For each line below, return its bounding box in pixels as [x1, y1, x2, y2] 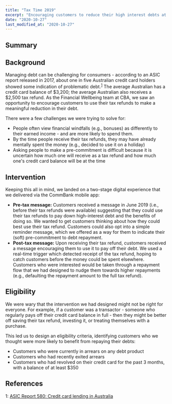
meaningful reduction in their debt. [5, 106, 79, 112]
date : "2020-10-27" [5, 17, 47, 22]
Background [5, 58, 45, 67]
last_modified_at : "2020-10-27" [5, 22, 74, 27]
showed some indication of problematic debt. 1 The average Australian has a [5, 83, 166, 90]
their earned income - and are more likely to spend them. [12, 131, 133, 137]
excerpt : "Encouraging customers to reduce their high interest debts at [5, 12, 167, 17]
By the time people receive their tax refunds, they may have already [12, 136, 157, 143]
